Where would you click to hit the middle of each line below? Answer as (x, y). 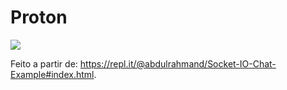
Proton (39, 17)
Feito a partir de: (44, 63)
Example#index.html (52, 74)
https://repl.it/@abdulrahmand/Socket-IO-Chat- (178, 63)
